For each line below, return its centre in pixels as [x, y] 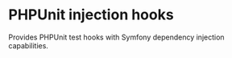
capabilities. [28, 45]
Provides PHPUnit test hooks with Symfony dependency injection [116, 37]
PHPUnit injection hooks [91, 15]
